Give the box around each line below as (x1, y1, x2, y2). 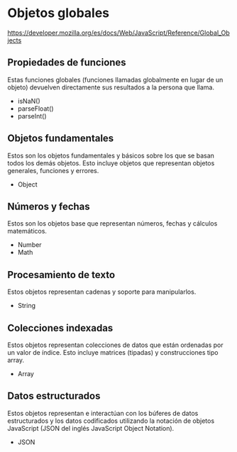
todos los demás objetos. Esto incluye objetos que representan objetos (7, 158, 215, 167)
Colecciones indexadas (7, 321, 114, 334)
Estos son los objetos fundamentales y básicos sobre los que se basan (7, 151, 215, 160)
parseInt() (17, 111, 48, 120)
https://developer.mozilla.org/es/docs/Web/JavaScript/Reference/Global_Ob (7, 28, 231, 37)
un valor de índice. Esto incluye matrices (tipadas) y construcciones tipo (7, 348, 219, 356)
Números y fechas (7, 200, 90, 212)
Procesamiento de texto (7, 268, 116, 281)
